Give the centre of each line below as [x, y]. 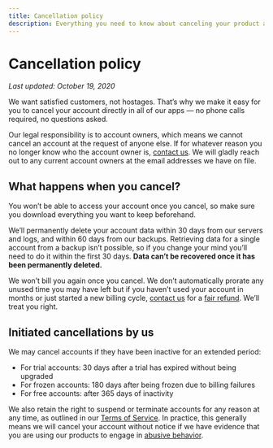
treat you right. [33, 307]
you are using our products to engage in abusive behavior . [106, 435]
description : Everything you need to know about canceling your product [134, 24]
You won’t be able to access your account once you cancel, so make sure [132, 206]
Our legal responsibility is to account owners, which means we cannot [126, 135]
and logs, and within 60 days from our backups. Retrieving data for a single [134, 239]
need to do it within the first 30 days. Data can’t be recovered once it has [132, 256]
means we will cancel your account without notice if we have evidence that [134, 427]
